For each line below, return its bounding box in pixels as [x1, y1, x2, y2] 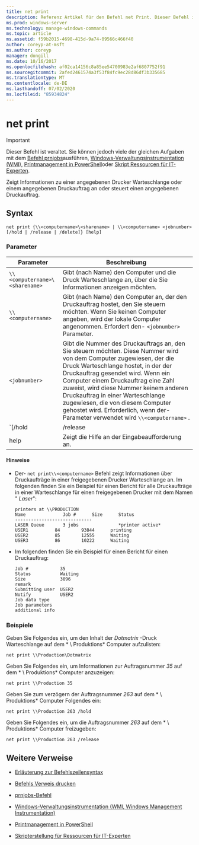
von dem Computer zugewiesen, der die [62, 354, 175, 362]
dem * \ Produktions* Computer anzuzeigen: [6, 669, 115, 676]
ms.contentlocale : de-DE [6, 81, 68, 87]
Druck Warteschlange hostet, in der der [62, 361, 172, 369]
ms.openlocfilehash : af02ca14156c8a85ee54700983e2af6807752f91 [6, 63, 166, 70]
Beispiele [6, 621, 34, 629]
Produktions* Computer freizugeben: [6, 725, 97, 732]
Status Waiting [14, 571, 79, 577]
